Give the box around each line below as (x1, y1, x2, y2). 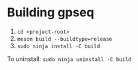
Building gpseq (7, 5, 94, 20)
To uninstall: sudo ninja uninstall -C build (7, 54, 132, 63)
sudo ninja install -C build (16, 43, 100, 50)
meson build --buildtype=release (16, 35, 113, 42)
